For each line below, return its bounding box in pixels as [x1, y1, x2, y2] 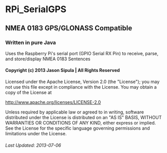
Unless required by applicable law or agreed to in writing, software [5, 109, 144, 115]
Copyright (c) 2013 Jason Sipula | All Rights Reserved [5, 67, 120, 73]
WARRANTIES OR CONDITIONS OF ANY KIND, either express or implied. [5, 120, 156, 126]
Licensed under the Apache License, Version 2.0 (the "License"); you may [5, 79, 160, 85]
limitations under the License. [5, 131, 67, 137]
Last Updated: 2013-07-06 [5, 142, 62, 148]
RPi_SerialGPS [5, 4, 67, 15]
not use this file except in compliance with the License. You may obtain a [5, 84, 157, 90]
